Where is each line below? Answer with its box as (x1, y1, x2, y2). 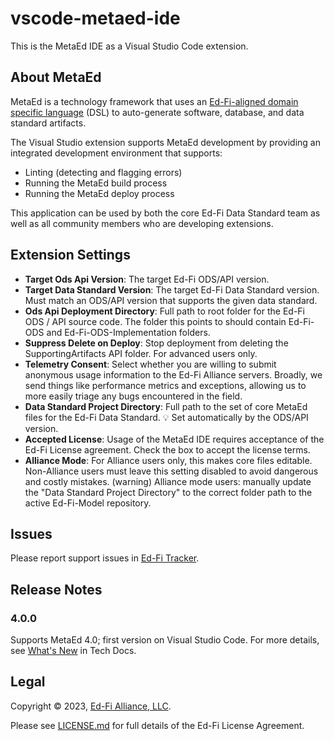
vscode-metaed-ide (10, 7, 181, 30)
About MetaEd (10, 69, 102, 86)
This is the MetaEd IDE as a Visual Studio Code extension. (10, 40, 249, 52)
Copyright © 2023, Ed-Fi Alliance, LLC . (10, 700, 172, 712)
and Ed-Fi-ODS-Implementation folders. (46, 326, 211, 338)
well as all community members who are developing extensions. (10, 217, 274, 229)
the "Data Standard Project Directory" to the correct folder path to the (24, 486, 313, 498)
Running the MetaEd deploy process (24, 187, 175, 199)
